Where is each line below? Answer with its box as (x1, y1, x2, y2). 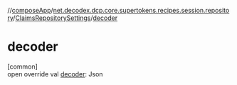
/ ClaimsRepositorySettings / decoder (13, 14, 118, 22)
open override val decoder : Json (7, 69, 103, 78)
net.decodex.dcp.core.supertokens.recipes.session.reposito (53, 6, 230, 14)
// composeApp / (7, 6, 53, 14)
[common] (7, 62, 38, 71)
